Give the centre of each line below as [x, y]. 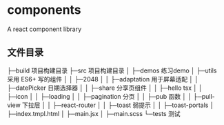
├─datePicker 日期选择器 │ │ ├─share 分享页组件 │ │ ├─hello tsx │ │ [105, 88]
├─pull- [204, 96]
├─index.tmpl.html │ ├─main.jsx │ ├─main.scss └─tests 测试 [94, 113]
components [44, 10]
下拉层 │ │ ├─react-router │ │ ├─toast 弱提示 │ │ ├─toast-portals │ [118, 105]
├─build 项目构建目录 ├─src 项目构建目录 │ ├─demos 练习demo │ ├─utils [112, 70]
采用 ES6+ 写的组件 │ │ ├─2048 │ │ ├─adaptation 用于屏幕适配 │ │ [103, 79]
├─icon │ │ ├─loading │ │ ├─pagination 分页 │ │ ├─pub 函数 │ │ [99, 96]
